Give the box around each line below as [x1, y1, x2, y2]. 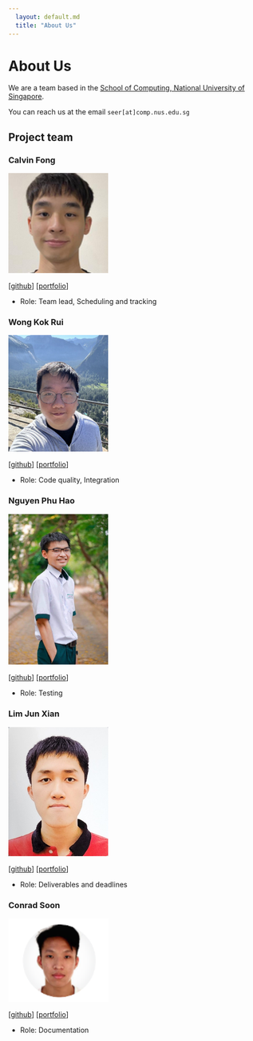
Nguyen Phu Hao [8, 495, 75, 506]
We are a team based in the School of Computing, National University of [8, 83, 245, 93]
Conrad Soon [8, 900, 61, 911]
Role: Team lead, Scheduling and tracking [19, 297, 157, 306]
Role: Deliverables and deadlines [19, 880, 128, 890]
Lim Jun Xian [8, 708, 60, 719]
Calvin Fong [8, 154, 56, 166]
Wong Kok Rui [8, 317, 64, 328]
